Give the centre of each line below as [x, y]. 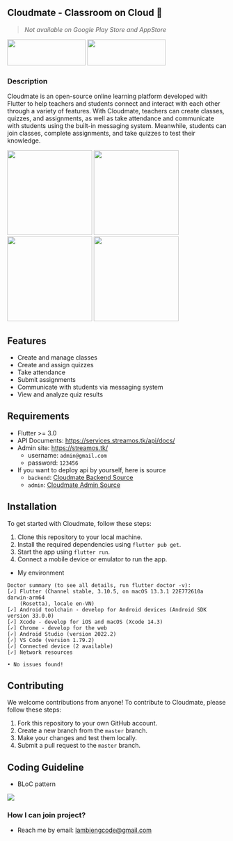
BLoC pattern [36, 784]
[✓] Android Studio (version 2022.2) [62, 634]
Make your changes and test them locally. [77, 738]
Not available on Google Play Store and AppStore [95, 29]
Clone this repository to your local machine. [80, 537]
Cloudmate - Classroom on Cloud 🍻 [85, 13]
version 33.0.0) [31, 616]
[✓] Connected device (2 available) [60, 646]
